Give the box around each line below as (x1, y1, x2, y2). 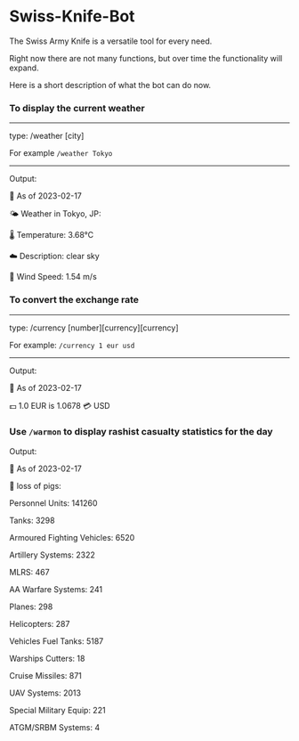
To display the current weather (9, 102, 145, 114)
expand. (9, 62, 39, 73)
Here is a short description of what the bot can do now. (9, 79, 212, 90)
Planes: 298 (9, 601, 53, 612)
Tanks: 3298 (9, 515, 55, 525)
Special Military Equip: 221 (9, 704, 106, 715)
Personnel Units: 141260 (9, 497, 98, 509)
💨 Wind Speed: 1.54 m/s (9, 272, 98, 282)
